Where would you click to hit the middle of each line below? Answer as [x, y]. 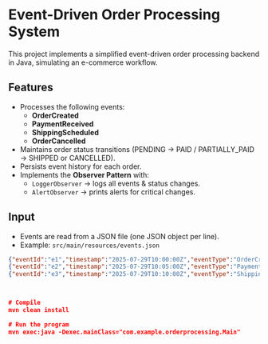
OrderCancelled [59, 141]
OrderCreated [55, 115]
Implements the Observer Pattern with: [85, 174]
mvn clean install [39, 310]
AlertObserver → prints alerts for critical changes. [114, 192]
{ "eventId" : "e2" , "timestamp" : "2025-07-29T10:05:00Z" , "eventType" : [121, 267]
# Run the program [39, 324]
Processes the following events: [72, 106]
